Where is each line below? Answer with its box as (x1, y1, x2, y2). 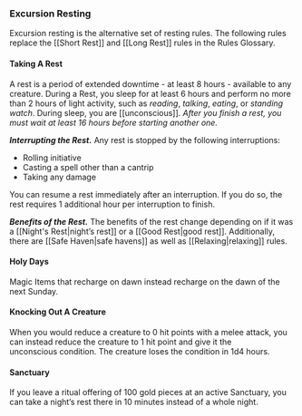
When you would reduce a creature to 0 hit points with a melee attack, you (9, 326, 288, 337)
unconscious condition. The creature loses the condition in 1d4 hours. (9, 345, 270, 356)
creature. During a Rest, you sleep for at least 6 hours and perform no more (9, 88, 292, 99)
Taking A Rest (9, 58, 63, 69)
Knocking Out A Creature (9, 306, 106, 317)
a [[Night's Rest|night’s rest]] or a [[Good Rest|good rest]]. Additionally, (9, 226, 275, 237)
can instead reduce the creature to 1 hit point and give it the (9, 336, 232, 347)
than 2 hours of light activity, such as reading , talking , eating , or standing (9, 98, 284, 109)
